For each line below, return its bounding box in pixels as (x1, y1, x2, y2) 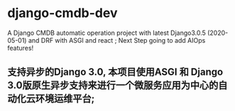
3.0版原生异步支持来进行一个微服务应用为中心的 (7, 80, 219, 92)
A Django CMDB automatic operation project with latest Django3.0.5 (7, 28, 206, 37)
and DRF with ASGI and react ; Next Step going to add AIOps (28, 36, 206, 44)
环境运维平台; (35, 92, 95, 105)
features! (7, 43, 34, 52)
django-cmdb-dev (7, 5, 118, 21)
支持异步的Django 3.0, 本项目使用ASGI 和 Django (7, 66, 224, 78)
